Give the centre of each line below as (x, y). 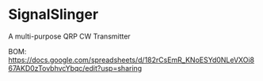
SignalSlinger (53, 15)
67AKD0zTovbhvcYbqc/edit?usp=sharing (75, 68)
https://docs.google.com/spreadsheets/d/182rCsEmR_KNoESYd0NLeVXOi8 (131, 60)
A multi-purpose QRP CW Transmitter (69, 36)
